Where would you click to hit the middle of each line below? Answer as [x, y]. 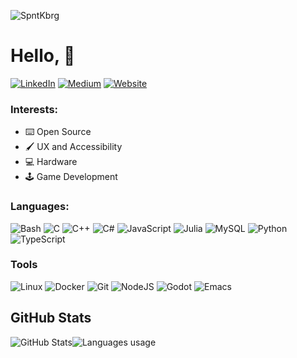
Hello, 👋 [43, 56]
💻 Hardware [51, 162]
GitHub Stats [51, 318]
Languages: [40, 207]
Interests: [34, 109]
